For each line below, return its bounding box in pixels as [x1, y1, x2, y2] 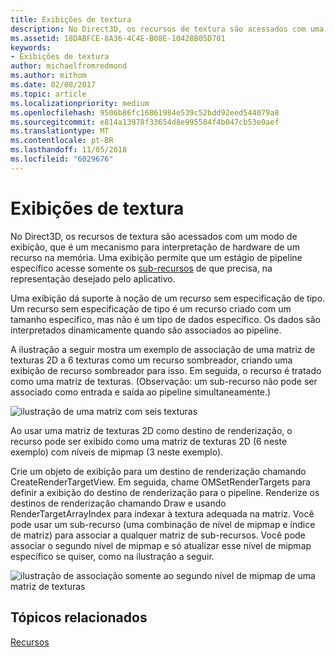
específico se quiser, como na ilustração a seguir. [10, 550, 215, 562]
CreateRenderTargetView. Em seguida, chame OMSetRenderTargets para [10, 476, 311, 488]
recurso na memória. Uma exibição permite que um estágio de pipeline [10, 251, 303, 263]
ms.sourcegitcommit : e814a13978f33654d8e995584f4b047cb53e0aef [10, 117, 280, 127]
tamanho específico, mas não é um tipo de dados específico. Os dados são [10, 313, 321, 325]
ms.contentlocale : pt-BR [10, 136, 114, 146]
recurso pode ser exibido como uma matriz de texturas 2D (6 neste [10, 435, 288, 447]
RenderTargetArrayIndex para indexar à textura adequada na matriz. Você [10, 507, 315, 520]
